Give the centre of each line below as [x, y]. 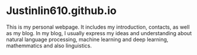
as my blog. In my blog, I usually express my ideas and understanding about [99, 33]
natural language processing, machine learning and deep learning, [87, 39]
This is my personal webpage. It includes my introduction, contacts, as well [98, 27]
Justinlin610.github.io [61, 11]
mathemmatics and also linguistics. [49, 46]
